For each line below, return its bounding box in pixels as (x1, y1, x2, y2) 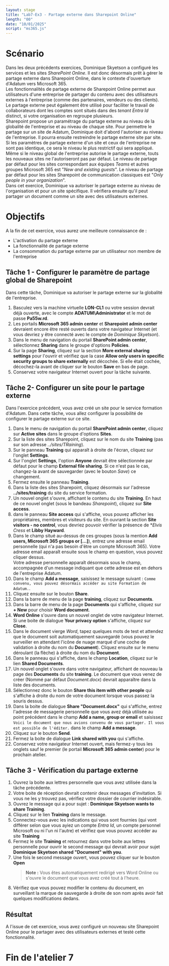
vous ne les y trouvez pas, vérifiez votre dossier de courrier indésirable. (13, 795, 162, 801)
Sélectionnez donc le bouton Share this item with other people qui (13, 687, 152, 693)
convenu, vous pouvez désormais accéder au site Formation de (13, 581, 146, 586)
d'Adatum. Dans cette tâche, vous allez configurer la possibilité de (6, 410, 143, 416)
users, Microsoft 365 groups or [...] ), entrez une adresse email (13, 538, 145, 544)
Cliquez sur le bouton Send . (13, 730, 71, 736)
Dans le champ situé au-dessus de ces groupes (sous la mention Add (13, 532, 157, 539)
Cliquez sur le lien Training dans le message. (13, 812, 107, 818)
